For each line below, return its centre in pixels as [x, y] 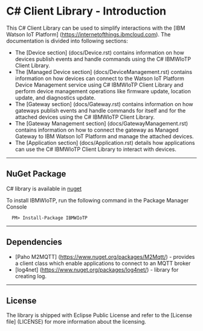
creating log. [31, 276]
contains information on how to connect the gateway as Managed [97, 130]
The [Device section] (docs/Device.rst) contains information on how [99, 52]
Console [17, 207]
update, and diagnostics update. [55, 98]
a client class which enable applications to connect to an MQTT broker [103, 263]
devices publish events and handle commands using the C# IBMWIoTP [103, 59]
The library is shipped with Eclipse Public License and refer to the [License [99, 315]
